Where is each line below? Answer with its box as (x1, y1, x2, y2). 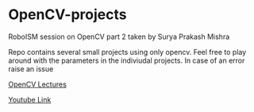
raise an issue (8, 64, 54, 73)
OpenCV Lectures (8, 79, 67, 89)
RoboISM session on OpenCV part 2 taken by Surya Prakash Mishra (8, 32, 230, 41)
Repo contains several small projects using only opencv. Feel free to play (8, 47, 247, 56)
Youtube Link (8, 95, 52, 104)
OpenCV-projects (8, 6, 127, 24)
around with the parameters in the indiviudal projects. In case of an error (8, 56, 245, 65)
